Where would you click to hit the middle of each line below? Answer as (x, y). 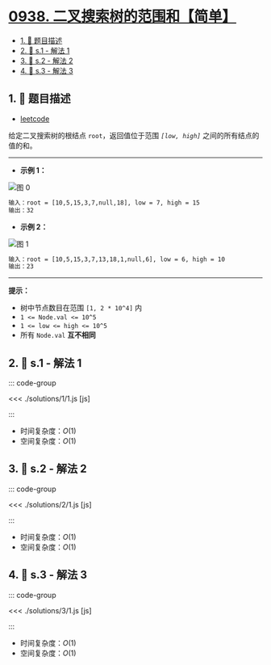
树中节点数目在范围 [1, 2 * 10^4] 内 (81, 308)
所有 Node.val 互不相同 (58, 335)
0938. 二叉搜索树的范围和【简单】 (122, 17)
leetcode (35, 119)
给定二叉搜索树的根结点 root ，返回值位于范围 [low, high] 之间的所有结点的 (134, 135)
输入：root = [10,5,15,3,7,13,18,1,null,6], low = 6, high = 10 (117, 259)
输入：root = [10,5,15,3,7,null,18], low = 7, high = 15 (104, 203)
